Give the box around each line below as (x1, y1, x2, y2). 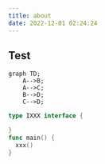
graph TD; (8, 70, 41, 78)
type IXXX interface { (8, 112, 84, 120)
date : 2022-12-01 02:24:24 (8, 19, 98, 27)
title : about (8, 11, 52, 20)
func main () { (8, 134, 56, 142)
